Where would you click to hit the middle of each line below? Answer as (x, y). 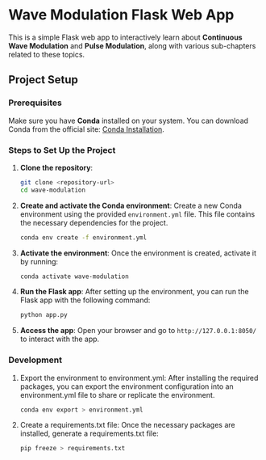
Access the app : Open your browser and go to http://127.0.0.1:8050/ (138, 331)
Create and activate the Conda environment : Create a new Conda (131, 205)
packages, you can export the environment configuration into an (127, 386)
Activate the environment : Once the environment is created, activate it (138, 253)
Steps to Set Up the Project (62, 150)
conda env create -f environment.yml (83, 237)
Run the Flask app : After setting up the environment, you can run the (134, 292)
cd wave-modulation (53, 190)
